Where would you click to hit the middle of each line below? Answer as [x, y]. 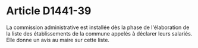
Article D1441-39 [49, 11]
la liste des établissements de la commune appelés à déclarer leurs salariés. [99, 33]
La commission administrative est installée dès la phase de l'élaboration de [98, 27]
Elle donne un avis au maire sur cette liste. [58, 40]
